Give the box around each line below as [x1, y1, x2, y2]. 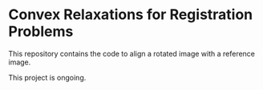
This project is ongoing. [8, 72, 87, 82]
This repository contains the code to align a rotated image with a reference [8, 49, 255, 58]
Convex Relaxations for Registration [8, 6, 253, 24]
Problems [8, 22, 74, 41]
